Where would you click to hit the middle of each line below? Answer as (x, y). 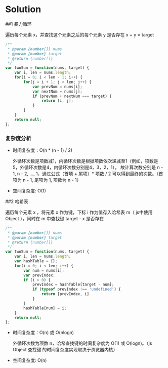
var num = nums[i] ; (44, 270)
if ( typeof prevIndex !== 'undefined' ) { (77, 290)
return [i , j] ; (57, 101)
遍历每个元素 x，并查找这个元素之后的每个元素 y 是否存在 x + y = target (80, 34)
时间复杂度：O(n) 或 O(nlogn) (43, 333)
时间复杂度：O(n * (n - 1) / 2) (42, 150)
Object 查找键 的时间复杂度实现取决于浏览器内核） (65, 350)
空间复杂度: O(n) (30, 360)
